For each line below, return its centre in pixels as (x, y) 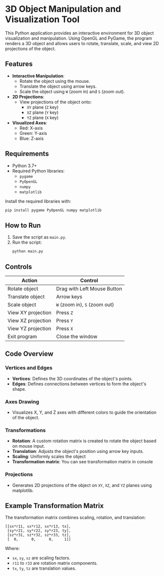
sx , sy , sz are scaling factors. (41, 558)
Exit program (22, 336)
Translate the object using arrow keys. (58, 86)
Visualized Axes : (30, 123)
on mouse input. (28, 446)
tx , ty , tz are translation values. (44, 568)
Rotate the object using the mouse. (55, 81)
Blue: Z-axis (32, 138)
